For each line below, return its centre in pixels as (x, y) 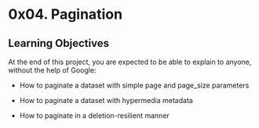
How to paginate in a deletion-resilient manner (95, 116)
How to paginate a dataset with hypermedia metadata (106, 100)
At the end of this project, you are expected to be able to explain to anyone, (130, 62)
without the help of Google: (52, 70)
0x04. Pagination (66, 14)
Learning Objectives (59, 43)
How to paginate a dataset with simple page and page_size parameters (134, 85)
